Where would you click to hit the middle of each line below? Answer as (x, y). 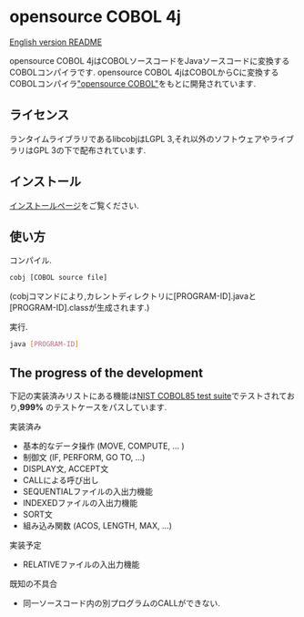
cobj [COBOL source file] (58, 278)
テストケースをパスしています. (110, 406)
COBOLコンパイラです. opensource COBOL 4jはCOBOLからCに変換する (144, 72)
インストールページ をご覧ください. (74, 205)
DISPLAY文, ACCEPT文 (66, 468)
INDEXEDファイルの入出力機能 (80, 502)
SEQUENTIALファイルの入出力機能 (87, 491)
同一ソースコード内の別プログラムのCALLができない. (122, 602)
